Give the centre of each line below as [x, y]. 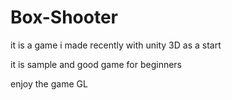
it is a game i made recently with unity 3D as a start [116, 45]
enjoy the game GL [49, 83]
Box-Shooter [64, 17]
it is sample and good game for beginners [96, 64]
